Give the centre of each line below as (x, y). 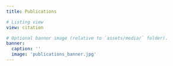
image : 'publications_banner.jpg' (54, 54)
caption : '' (26, 49)
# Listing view (25, 22)
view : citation (25, 27)
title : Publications (32, 11)
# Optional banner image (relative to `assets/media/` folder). (87, 38)
